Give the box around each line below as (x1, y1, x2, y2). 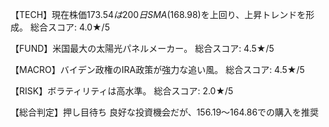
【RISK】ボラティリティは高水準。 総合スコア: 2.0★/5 (10, 85, 234, 97)
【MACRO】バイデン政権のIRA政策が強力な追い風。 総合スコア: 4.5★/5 (10, 64, 305, 75)
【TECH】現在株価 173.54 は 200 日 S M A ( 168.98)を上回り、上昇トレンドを (10, 9, 307, 20)
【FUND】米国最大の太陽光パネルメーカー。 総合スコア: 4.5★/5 (10, 43, 275, 54)
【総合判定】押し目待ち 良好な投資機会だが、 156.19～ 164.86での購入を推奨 (10, 106, 320, 118)
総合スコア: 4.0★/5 (29, 21, 110, 33)
